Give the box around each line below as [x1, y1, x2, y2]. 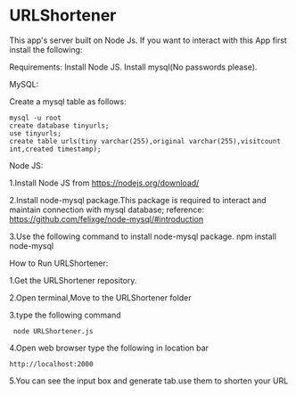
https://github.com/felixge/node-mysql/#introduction [9, 213, 203, 224]
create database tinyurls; [9, 121, 110, 130]
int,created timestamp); [9, 144, 102, 153]
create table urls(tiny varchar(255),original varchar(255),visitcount [9, 136, 281, 145]
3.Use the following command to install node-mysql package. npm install [9, 231, 276, 242]
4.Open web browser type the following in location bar [9, 342, 210, 353]
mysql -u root [9, 113, 62, 122]
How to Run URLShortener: [9, 258, 109, 268]
